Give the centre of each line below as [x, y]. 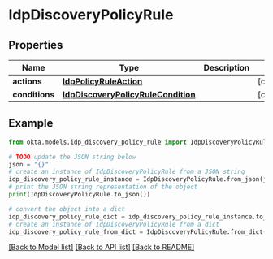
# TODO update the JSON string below [72, 157]
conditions [34, 95]
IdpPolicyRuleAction [102, 81]
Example [31, 123]
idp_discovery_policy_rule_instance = [74, 179]
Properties [36, 45]
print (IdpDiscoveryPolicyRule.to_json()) [80, 195]
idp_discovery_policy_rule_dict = [67, 217]
